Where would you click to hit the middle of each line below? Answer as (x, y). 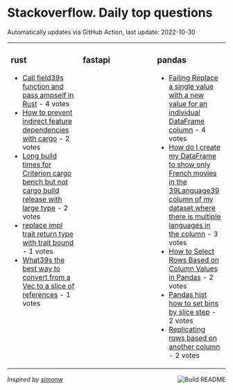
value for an (188, 103)
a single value (191, 86)
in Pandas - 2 (191, 277)
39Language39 (194, 190)
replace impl (43, 225)
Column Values (193, 269)
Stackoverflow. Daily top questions (110, 13)
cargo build (41, 190)
